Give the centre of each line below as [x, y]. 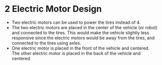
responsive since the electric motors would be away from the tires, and [83, 38]
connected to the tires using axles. [46, 43]
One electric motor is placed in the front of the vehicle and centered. [81, 48]
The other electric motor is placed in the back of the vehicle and [76, 53]
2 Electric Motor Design [53, 9]
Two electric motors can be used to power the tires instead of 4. [76, 22]
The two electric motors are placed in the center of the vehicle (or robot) [84, 27]
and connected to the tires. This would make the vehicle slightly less [80, 32]
